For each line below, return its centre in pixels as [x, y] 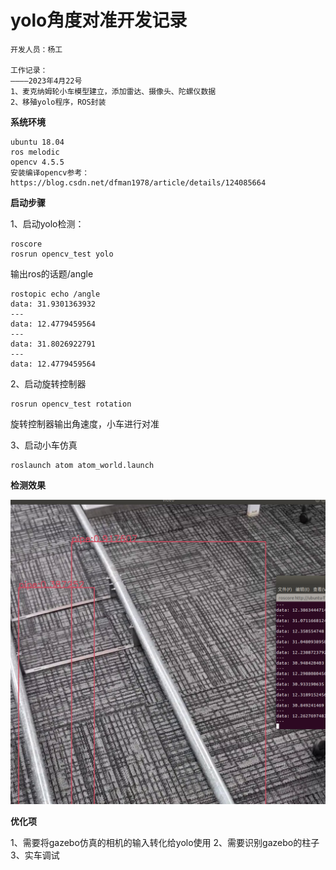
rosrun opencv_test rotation [71, 404]
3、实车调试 [35, 855]
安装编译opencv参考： [50, 172]
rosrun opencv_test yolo [62, 254]
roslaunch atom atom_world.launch [82, 465]
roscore [26, 244]
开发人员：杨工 [36, 49]
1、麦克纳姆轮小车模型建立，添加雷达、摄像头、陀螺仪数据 [113, 91]
